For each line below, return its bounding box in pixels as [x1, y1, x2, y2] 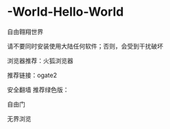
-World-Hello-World [7, 4, 124, 20]
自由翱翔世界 [7, 27, 43, 35]
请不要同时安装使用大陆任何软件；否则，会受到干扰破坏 [7, 42, 163, 50]
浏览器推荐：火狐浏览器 [7, 56, 73, 65]
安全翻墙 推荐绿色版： [7, 85, 69, 94]
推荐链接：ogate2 [7, 71, 57, 79]
